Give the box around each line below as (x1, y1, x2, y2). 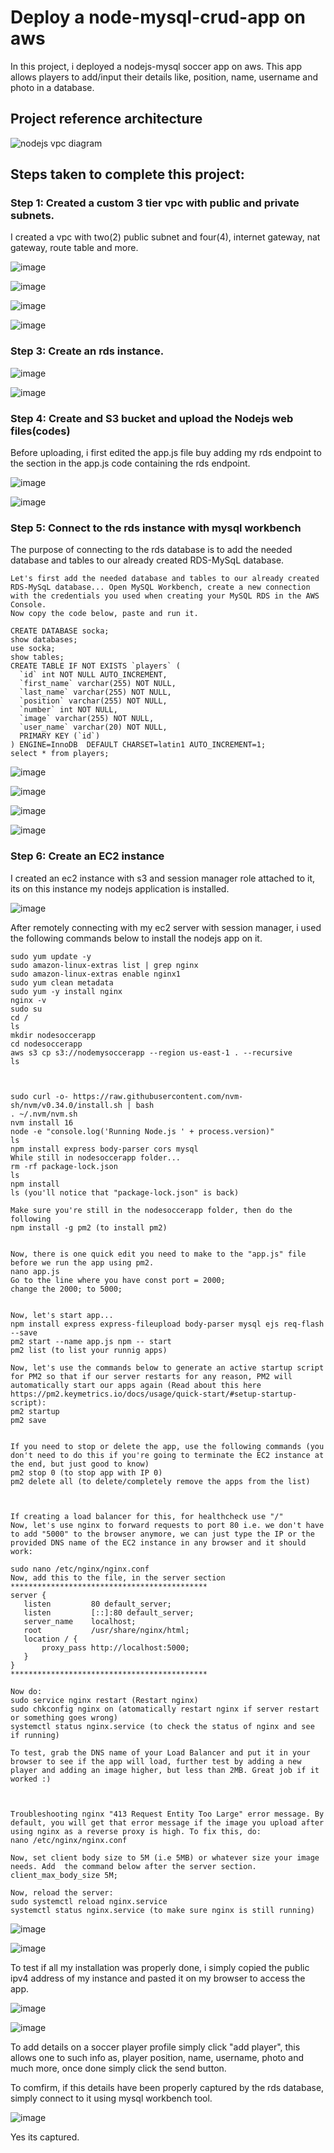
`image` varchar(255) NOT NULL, (19, 714, 155, 724)
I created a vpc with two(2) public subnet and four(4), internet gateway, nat (10, 231, 321, 243)
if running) (10, 1730, 60, 1740)
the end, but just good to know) (10, 1459, 150, 1469)
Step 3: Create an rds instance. (10, 344, 165, 358)
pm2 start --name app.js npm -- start (10, 1336, 172, 1346)
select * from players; (10, 749, 110, 759)
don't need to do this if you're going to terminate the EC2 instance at (10, 1450, 325, 1460)
